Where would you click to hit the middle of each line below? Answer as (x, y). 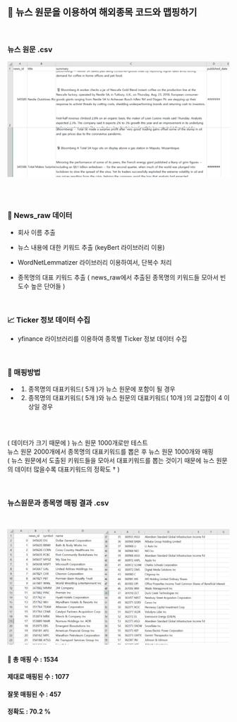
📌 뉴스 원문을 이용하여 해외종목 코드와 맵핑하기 (102, 12)
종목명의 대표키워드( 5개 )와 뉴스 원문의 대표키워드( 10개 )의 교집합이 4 (125, 398)
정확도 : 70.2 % (29, 711)
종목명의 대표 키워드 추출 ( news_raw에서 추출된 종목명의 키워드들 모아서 (118, 277)
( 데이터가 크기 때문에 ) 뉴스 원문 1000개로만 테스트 (78, 443)
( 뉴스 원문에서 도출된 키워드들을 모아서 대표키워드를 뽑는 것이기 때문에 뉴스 (111, 461)
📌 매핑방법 (24, 372)
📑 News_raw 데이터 (40, 215)
